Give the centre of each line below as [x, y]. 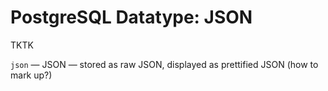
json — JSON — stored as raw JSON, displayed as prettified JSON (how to [164, 64]
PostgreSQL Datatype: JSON [131, 17]
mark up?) [31, 75]
